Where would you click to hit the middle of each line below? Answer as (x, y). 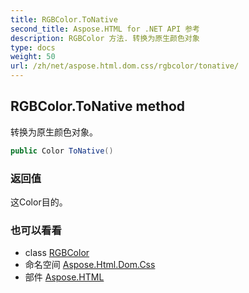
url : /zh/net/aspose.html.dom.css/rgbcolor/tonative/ (125, 66)
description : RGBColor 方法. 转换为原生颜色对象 (105, 38)
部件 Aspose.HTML (64, 277)
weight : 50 (33, 57)
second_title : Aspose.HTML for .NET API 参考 (105, 29)
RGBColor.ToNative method (98, 106)
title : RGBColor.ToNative (64, 19)
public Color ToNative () (62, 151)
